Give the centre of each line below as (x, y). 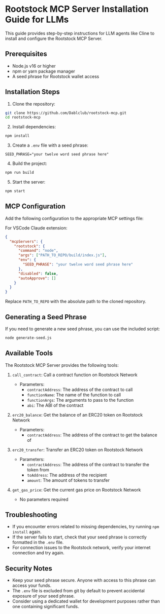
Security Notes (29, 568)
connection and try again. (38, 553)
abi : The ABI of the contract (55, 405)
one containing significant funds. (46, 607)
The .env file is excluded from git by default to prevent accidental (79, 591)
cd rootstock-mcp (23, 117)
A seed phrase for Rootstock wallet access (56, 76)
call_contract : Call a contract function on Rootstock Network (75, 375)
